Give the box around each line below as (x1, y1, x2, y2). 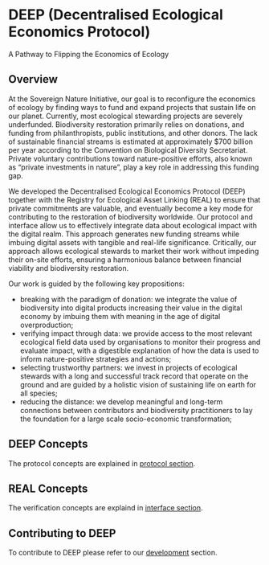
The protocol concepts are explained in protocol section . (8, 458, 196, 468)
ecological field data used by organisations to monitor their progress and (19, 337, 261, 346)
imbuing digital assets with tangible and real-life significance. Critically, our (8, 237, 257, 247)
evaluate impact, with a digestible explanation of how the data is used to (19, 346, 259, 355)
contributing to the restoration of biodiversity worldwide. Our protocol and (8, 211, 253, 222)
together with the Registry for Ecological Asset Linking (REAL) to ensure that (8, 194, 261, 204)
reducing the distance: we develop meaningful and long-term (19, 396, 223, 407)
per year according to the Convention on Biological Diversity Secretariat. (8, 145, 248, 154)
